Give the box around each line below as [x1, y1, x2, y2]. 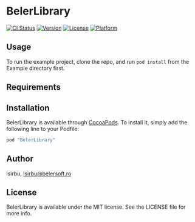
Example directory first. [6, 64, 65, 72]
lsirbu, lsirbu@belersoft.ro [6, 170, 72, 177]
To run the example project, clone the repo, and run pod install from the [6, 58, 190, 65]
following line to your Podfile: [6, 125, 80, 132]
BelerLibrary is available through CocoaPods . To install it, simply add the [6, 118, 188, 126]
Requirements [6, 82, 61, 92]
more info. [6, 210, 32, 217]
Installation [6, 103, 50, 113]
